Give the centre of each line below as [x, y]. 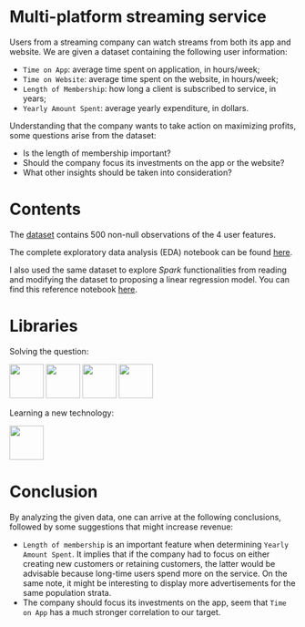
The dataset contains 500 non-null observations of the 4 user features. [142, 234]
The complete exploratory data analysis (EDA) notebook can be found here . [151, 252]
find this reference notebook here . [74, 289]
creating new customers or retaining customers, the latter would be [149, 563]
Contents [46, 209]
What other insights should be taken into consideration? [127, 172]
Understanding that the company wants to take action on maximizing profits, [153, 126]
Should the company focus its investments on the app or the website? [153, 162]
